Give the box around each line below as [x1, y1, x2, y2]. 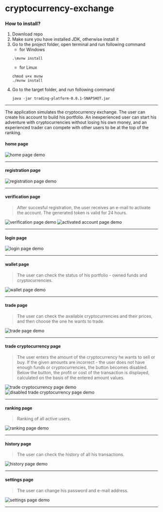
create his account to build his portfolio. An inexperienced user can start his [5, 115, 157, 120]
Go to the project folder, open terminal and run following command [12, 42, 146, 48]
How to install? [5, 20, 41, 27]
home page [5, 141, 29, 147]
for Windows [19, 47, 45, 52]
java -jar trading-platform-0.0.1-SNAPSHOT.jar [12, 96, 110, 101]
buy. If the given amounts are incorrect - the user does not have [16, 359, 145, 365]
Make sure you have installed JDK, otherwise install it [12, 36, 119, 42]
